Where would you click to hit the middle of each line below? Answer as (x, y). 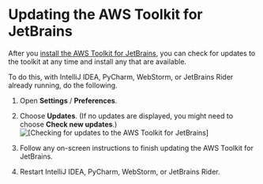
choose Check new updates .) (68, 124)
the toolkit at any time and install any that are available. (98, 62)
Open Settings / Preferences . (68, 100)
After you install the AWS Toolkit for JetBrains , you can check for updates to (132, 53)
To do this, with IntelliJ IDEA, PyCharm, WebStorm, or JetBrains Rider (121, 77)
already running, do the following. (63, 85)
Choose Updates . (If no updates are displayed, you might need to (126, 115)
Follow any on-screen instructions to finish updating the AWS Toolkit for (137, 148)
